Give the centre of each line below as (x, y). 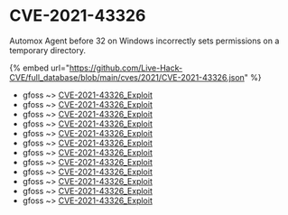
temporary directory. (48, 50)
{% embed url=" (40, 68)
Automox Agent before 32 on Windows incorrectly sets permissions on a (144, 41)
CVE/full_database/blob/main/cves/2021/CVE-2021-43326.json (127, 77)
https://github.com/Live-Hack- (126, 68)
